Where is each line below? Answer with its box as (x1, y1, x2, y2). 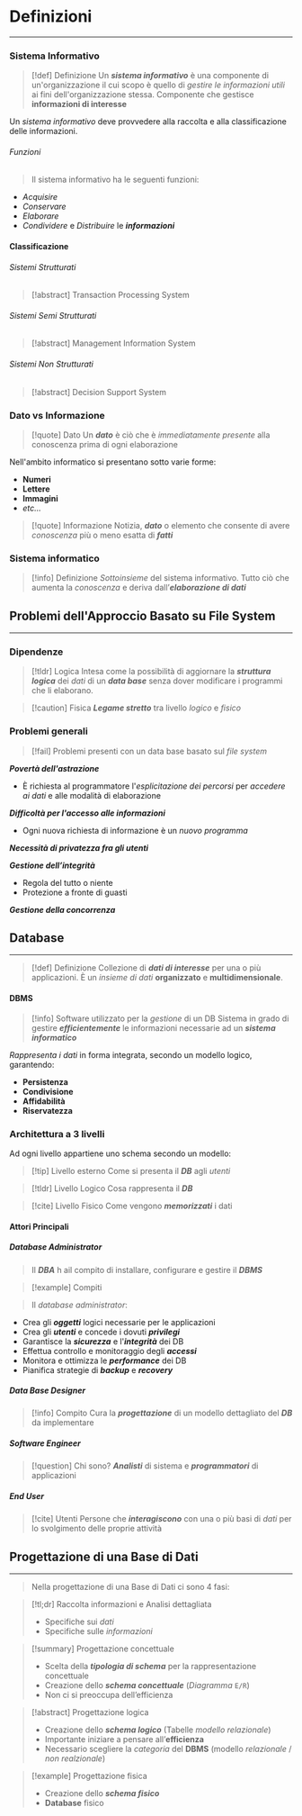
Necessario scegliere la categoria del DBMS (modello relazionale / (44, 1744, 292, 1755)
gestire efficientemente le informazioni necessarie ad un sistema (31, 1022, 276, 1033)
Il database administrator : (31, 1299, 128, 1310)
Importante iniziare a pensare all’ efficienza (44, 1734, 205, 1745)
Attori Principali (9, 1221, 69, 1232)
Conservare (22, 201, 67, 212)
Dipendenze (9, 646, 64, 658)
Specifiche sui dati (44, 1616, 114, 1627)
